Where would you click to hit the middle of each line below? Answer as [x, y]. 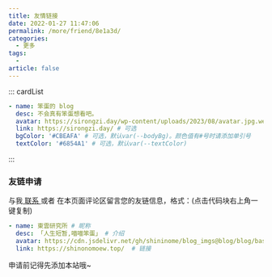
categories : [28, 38]
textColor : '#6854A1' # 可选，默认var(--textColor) [102, 144]
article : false [34, 69]
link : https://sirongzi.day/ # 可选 [76, 129]
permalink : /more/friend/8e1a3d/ [65, 31]
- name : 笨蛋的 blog [41, 106]
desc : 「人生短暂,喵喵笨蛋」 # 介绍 [70, 234]
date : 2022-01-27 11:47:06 [54, 23]
